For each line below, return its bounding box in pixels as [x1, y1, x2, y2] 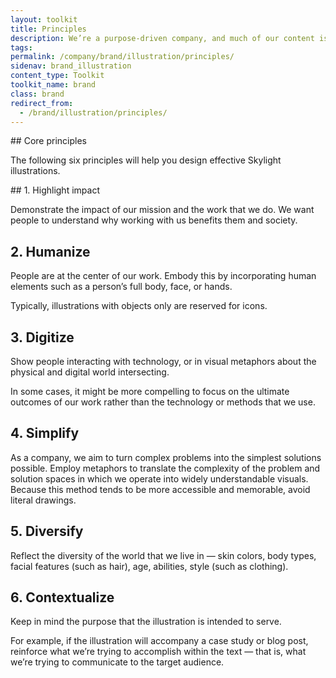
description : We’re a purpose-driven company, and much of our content [10, 33, 315, 43]
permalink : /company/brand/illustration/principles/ [10, 52, 235, 62]
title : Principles [10, 24, 87, 34]
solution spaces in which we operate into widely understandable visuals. [10, 472, 309, 485]
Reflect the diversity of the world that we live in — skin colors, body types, [10, 549, 317, 561]
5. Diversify [10, 523, 84, 540]
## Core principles [10, 135, 87, 147]
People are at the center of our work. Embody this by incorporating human [10, 270, 317, 282]
